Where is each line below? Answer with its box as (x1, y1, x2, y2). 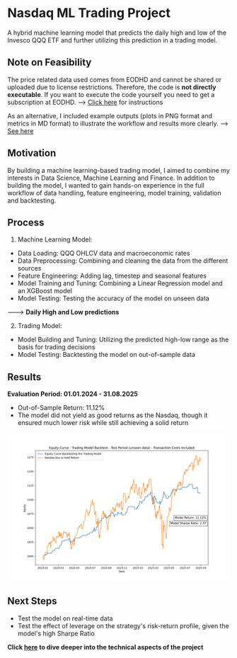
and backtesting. (7, 196, 57, 205)
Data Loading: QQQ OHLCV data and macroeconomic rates (17, 249, 190, 258)
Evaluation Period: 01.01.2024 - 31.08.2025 (7, 390, 138, 398)
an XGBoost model (17, 287, 73, 295)
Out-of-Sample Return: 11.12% (17, 404, 105, 412)
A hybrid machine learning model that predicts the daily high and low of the (7, 28, 227, 37)
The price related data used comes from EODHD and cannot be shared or (7, 75, 221, 84)
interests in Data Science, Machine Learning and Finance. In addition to (7, 174, 215, 182)
